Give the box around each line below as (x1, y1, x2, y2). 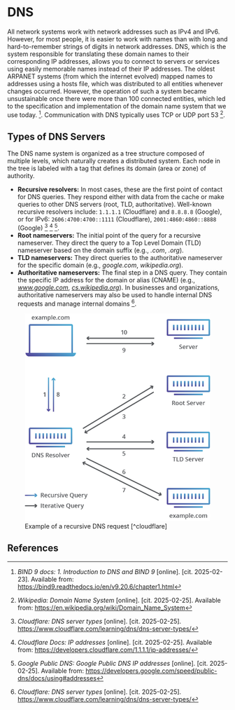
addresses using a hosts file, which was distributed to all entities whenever (7, 79, 224, 88)
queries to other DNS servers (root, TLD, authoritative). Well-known (17, 200, 212, 209)
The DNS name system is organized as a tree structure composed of (7, 149, 205, 158)
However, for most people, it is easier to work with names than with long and (7, 34, 228, 43)
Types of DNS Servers (7, 130, 106, 142)
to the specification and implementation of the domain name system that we (7, 102, 227, 110)
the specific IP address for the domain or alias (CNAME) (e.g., (17, 276, 196, 285)
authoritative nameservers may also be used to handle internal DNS (17, 291, 212, 299)
